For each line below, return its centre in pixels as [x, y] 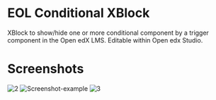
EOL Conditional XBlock [79, 13]
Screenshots [46, 69]
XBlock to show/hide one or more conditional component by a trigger [108, 33]
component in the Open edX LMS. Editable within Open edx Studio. [105, 40]
